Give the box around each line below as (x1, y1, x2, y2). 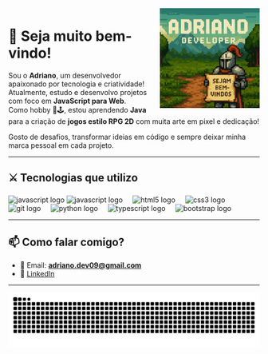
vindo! (8, 44, 52, 62)
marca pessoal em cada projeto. (8, 140, 114, 150)
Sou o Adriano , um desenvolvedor (8, 70, 122, 80)
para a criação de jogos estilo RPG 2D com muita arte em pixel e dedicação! (8, 116, 260, 126)
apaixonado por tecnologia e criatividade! (8, 79, 145, 89)
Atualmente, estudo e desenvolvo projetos (8, 87, 148, 97)
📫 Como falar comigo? (8, 235, 125, 249)
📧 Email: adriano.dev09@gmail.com (19, 261, 142, 270)
